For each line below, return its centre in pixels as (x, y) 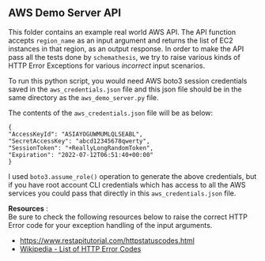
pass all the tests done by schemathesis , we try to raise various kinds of (125, 57)
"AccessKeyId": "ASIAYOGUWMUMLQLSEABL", (76, 134)
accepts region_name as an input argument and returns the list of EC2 (121, 40)
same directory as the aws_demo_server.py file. (84, 97)
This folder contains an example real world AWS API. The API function (122, 32)
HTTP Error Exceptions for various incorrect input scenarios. (107, 65)
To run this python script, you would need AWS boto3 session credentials (128, 80)
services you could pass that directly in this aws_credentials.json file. (122, 193)
